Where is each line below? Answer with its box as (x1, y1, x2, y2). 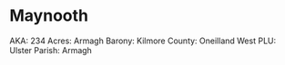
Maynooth (9, 5, 89, 26)
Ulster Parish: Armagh (9, 44, 93, 55)
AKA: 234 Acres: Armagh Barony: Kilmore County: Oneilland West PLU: (9, 35, 276, 46)
